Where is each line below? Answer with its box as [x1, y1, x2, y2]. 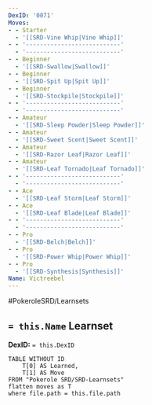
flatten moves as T [8, 382, 72, 390]
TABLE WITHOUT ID [8, 355, 65, 363]
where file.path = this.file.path [8, 389, 121, 397]
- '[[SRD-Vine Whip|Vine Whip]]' [15, 33, 125, 42]
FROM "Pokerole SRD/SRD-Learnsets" [8, 375, 125, 384]
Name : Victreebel [8, 274, 65, 283]
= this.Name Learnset [8, 319, 114, 333]
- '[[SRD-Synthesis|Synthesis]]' [15, 267, 125, 275]
